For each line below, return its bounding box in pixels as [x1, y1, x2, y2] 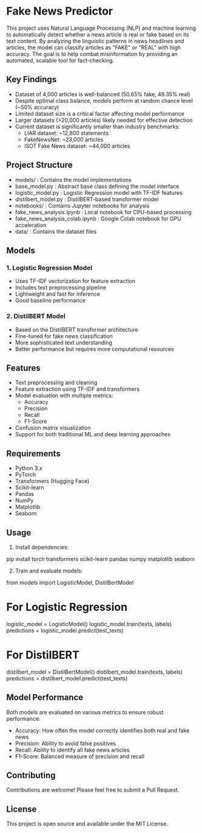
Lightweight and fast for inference [15, 290, 100, 298]
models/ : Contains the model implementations [15, 176, 132, 183]
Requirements [6, 448, 61, 459]
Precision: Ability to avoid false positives [15, 739, 116, 747]
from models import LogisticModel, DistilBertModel [6, 579, 134, 586]
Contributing [6, 770, 56, 781]
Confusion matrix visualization [15, 424, 91, 431]
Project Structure [6, 160, 73, 170]
